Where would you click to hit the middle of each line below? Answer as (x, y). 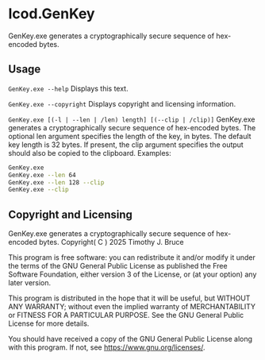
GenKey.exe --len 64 (42, 175)
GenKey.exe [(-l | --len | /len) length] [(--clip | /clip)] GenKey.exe (132, 119)
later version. (30, 283)
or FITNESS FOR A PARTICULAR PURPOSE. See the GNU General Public (126, 315)
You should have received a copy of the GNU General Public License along (130, 339)
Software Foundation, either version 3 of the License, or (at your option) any (132, 274)
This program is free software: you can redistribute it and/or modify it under (132, 257)
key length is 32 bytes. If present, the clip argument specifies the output (126, 145)
